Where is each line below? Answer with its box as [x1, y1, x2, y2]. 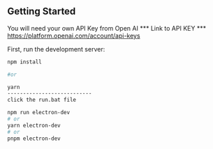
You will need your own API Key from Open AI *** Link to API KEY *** [7, 24, 207, 32]
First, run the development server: [7, 45, 105, 53]
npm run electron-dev [7, 109, 71, 116]
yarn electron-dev [7, 122, 61, 129]
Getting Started [7, 6, 76, 17]
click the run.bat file [7, 97, 77, 104]
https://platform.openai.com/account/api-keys [7, 31, 141, 40]
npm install [7, 58, 42, 65]
